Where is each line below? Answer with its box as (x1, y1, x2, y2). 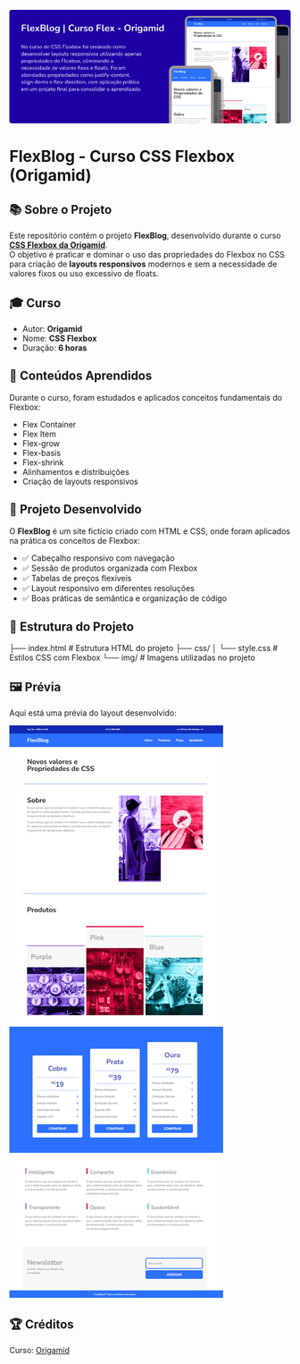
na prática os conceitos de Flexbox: (9, 535, 140, 546)
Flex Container (21, 419, 77, 429)
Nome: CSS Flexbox (21, 333, 97, 343)
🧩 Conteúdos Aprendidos (9, 369, 153, 384)
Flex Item (21, 428, 56, 439)
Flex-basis (21, 447, 61, 458)
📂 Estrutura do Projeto (9, 619, 134, 634)
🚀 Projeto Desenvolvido (9, 502, 142, 517)
